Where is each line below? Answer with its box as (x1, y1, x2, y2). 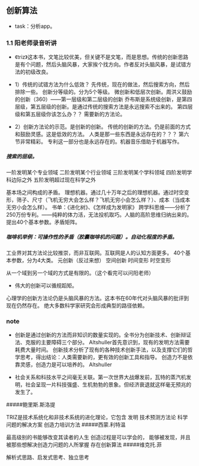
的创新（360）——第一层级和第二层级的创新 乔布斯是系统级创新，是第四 (14, 96, 192, 103)
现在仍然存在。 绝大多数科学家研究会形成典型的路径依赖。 (6, 302, 148, 309)
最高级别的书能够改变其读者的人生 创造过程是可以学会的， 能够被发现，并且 (6, 434, 191, 441)
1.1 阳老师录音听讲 (6, 39, 57, 47)
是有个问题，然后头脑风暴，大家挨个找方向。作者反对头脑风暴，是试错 (14, 61, 187, 68)
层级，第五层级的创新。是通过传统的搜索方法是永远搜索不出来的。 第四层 (14, 103, 193, 110)
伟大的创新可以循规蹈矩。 (14, 282, 78, 289)
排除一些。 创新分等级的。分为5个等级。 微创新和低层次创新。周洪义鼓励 (14, 88, 192, 96)
